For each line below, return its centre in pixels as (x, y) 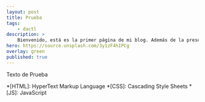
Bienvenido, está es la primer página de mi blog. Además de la (101, 40)
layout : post (23, 12)
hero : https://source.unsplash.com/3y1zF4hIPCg (68, 46)
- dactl (27, 29)
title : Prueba (24, 18)
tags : (13, 23)
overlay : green (26, 52)
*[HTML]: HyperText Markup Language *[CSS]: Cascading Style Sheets (97, 86)
